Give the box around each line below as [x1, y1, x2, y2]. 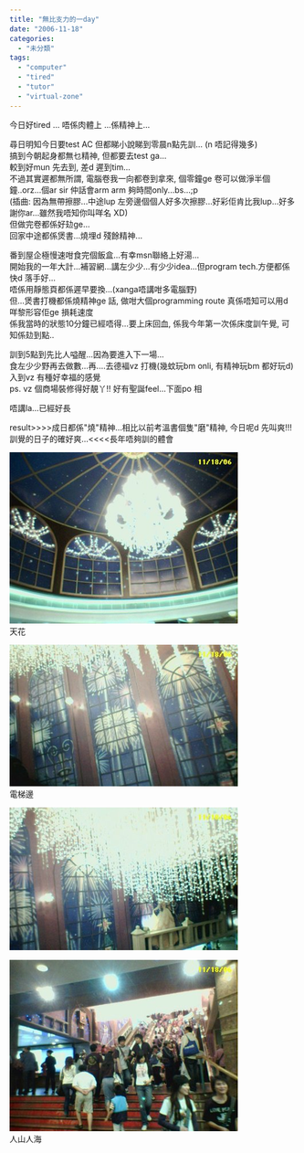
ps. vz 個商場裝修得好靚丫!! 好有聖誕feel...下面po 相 [9, 383, 203, 394]
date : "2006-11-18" [9, 24, 84, 34]
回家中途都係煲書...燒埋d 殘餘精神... [9, 229, 143, 241]
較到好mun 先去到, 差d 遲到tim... [9, 161, 131, 173]
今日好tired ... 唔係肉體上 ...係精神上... [9, 119, 151, 130]
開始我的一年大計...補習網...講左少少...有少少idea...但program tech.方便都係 [9, 260, 290, 271]
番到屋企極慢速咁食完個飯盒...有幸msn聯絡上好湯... [9, 249, 200, 260]
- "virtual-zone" [17, 91, 84, 100]
